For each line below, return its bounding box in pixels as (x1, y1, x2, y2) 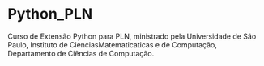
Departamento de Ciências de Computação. (7, 48, 155, 58)
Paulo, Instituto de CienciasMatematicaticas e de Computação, (7, 39, 218, 49)
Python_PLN (7, 5, 93, 23)
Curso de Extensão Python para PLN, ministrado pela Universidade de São (7, 31, 257, 41)
